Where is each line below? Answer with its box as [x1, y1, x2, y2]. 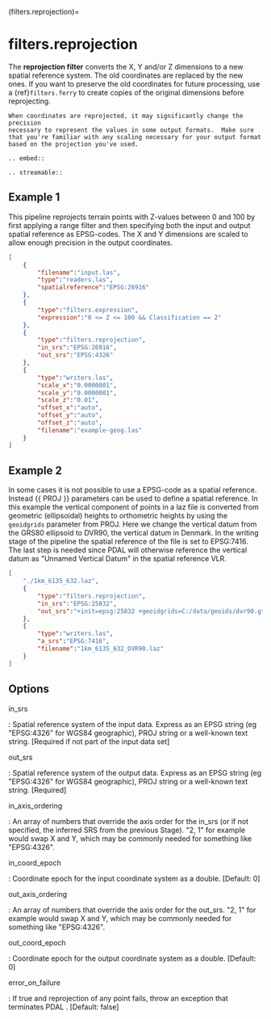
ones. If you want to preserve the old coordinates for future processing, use [8, 78, 261, 88]
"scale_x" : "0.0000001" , [37, 381, 117, 389]
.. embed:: [8, 154, 45, 163]
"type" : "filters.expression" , [37, 306, 139, 314]
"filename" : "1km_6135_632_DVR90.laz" [37, 645, 164, 653]
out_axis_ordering [8, 889, 68, 898]
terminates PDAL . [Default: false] [8, 1002, 119, 1012]
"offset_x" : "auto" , [37, 404, 103, 412]
